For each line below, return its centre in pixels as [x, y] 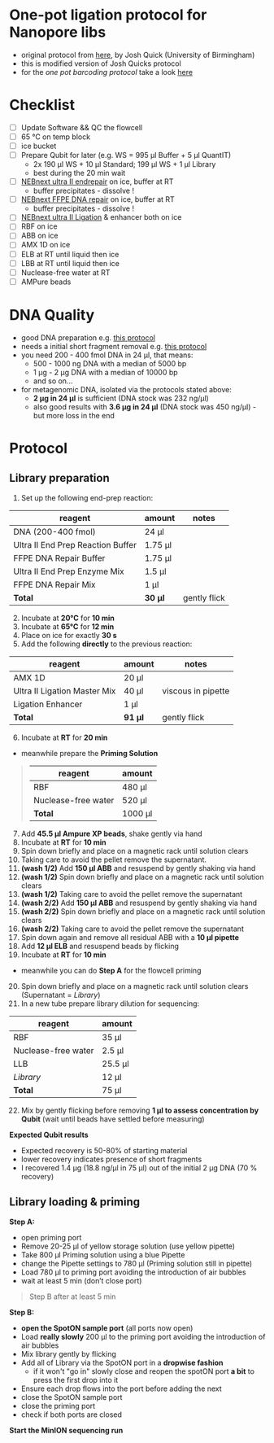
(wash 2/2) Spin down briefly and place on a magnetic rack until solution [143, 911]
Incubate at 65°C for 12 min [67, 626]
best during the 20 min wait [79, 173]
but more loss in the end [74, 415]
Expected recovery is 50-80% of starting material [104, 1150]
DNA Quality [52, 315]
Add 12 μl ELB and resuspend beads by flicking [100, 946]
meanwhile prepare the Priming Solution [89, 753]
